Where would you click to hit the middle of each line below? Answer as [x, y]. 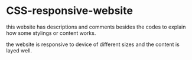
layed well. [19, 50]
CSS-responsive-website [69, 11]
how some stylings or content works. [51, 33]
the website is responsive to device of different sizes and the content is [93, 44]
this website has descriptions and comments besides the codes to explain [96, 27]
